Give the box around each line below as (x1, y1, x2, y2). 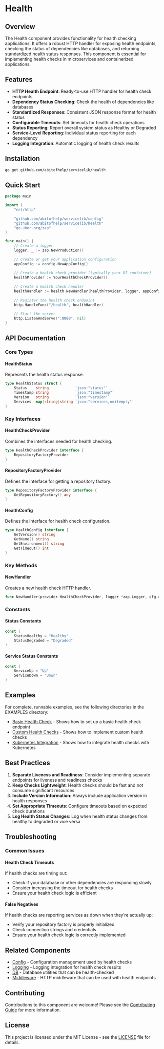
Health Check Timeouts (5, 859, 54, 865)
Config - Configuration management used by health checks (12, 959, 132, 965)
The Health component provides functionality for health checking (5, 35, 137, 41)
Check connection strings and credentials (12, 927, 97, 933)
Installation (5, 154, 40, 163)
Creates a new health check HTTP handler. (5, 585, 91, 591)
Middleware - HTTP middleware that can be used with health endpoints (12, 975, 156, 981)
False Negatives (5, 901, 39, 907)
